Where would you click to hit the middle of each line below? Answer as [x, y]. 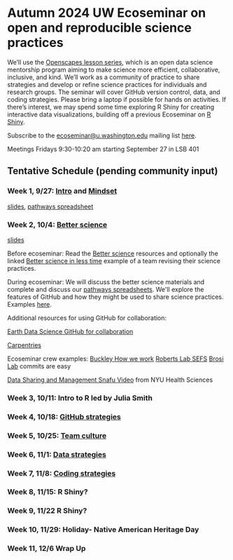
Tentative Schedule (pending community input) [113, 171]
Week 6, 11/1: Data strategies [57, 454]
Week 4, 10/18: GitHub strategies [64, 417]
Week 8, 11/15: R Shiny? [48, 492]
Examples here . [30, 304]
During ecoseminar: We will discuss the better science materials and [106, 281]
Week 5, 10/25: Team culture [57, 435]
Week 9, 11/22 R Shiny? [47, 511]
